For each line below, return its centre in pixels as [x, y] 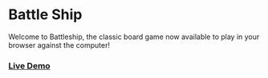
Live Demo [29, 65]
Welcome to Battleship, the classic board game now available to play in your [134, 37]
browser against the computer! [59, 45]
